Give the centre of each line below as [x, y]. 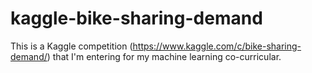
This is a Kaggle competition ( [71, 46]
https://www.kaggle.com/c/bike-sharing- [217, 46]
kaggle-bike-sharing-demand [136, 18]
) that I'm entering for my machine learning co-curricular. [164, 56]
